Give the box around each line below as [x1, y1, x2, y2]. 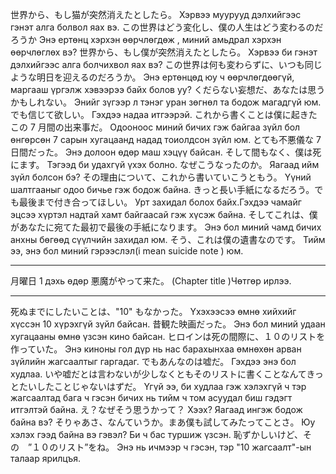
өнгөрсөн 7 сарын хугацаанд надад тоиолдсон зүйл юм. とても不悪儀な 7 [10, 134, 322, 145]
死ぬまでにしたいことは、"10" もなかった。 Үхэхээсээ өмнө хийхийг [10, 306, 297, 317]
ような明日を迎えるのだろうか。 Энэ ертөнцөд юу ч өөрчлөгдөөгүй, [10, 71, 295, 83]
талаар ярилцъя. [10, 453, 82, 464]
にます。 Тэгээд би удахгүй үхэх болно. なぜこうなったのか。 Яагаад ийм [10, 159, 320, 170]
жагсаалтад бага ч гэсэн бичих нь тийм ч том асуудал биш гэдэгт [10, 392, 293, 403]
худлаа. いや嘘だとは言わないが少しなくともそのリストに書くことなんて [10, 368, 307, 380]
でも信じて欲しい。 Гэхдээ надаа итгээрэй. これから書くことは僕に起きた [10, 109, 318, 120]
